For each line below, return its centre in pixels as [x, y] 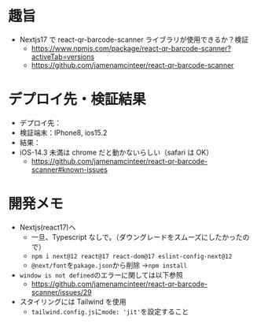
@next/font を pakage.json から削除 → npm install [109, 265]
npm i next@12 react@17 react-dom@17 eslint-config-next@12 [132, 256]
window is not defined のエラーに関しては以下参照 [101, 275]
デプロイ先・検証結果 [77, 100]
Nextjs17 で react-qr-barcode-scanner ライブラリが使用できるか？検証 [134, 39]
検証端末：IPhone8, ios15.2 [63, 132]
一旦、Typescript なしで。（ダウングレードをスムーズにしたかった [137, 236]
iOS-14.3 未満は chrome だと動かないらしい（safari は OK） [116, 152]
